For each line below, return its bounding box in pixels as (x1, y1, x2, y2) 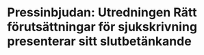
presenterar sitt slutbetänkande (7, 34, 192, 49)
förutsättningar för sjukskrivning (7, 19, 197, 35)
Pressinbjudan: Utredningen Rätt (7, 5, 197, 20)
